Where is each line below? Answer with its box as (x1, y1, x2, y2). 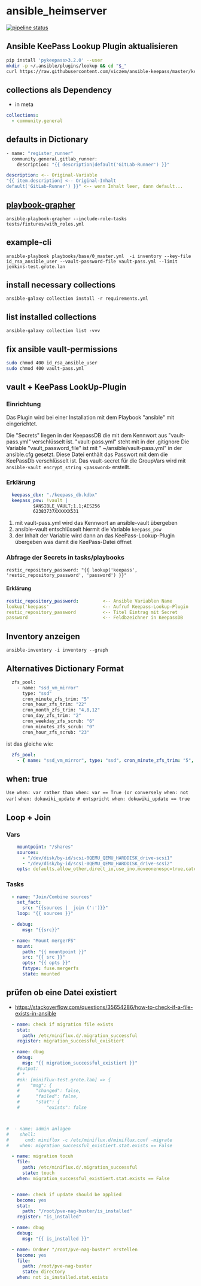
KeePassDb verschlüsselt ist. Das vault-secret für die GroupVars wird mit (6, 457, 186, 464)
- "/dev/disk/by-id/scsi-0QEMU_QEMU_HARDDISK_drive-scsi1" (22, 855, 172, 861)
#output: (17, 1065, 39, 1072)
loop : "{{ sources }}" (17, 911, 74, 917)
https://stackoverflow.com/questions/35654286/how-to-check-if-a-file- (14, 1004, 193, 1011)
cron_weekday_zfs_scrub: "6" (22, 718, 95, 725)
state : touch (22, 1170, 55, 1176)
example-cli (6, 238, 52, 248)
